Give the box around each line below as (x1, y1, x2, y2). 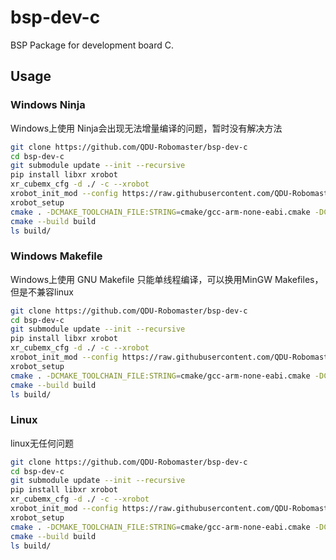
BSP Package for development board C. (10, 39, 174, 51)
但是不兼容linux (10, 286, 74, 298)
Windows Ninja (10, 98, 86, 112)
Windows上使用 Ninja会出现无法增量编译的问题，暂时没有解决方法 (10, 122, 283, 134)
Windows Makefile (10, 249, 103, 263)
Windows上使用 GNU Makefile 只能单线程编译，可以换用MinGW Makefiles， (10, 273, 324, 285)
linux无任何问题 (10, 437, 74, 449)
